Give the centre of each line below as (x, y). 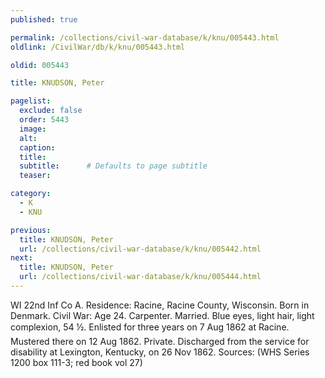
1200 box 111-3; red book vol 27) (76, 362)
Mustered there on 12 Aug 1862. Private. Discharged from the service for (160, 341)
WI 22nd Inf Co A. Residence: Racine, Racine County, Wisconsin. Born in (160, 305)
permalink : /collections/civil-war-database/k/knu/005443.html (145, 37)
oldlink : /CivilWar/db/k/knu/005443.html (98, 47)
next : (21, 258)
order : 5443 (44, 120)
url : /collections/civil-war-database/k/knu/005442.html (140, 249)
